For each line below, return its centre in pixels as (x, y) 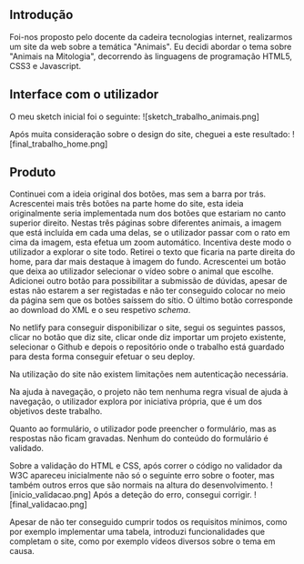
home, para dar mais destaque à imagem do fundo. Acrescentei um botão (148, 262)
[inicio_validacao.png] (51, 495)
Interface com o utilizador (84, 95)
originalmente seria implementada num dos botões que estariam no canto (148, 214)
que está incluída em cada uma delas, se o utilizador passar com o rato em (150, 233)
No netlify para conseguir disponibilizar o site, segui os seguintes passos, (147, 327)
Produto (33, 172)
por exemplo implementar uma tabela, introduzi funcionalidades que (137, 532)
